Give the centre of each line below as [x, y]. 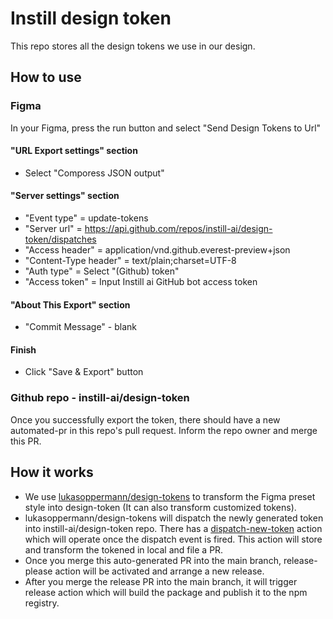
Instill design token [91, 18]
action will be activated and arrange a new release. [159, 571]
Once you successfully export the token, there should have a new [145, 419]
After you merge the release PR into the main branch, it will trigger [161, 581]
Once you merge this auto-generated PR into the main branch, [153, 560]
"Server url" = [53, 229]
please [38, 571]
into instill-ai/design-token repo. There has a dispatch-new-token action [173, 528]
